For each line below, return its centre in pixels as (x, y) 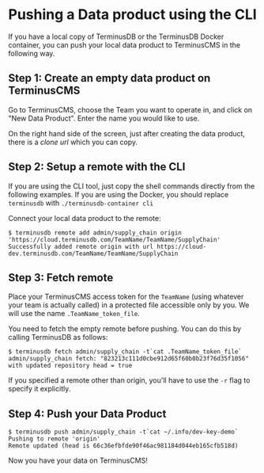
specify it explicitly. (40, 389)
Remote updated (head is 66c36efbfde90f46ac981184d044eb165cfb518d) (123, 446)
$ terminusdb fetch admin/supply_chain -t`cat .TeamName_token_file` (125, 352)
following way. (32, 53)
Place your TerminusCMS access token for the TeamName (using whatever (126, 297)
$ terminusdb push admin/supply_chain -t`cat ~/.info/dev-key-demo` (123, 432)
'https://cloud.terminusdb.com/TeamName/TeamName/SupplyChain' (115, 239)
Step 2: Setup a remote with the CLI (97, 167)
